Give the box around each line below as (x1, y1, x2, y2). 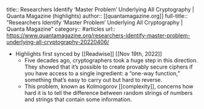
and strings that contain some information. (24, 96, 132, 103)
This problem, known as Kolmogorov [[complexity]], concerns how (24, 83, 194, 90)
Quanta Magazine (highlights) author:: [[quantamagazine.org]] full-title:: (6, 12, 188, 20)
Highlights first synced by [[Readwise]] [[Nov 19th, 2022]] (15, 50, 162, 58)
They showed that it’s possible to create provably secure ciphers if (24, 63, 193, 70)
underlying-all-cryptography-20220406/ (6, 39, 109, 45)
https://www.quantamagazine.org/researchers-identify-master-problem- (6, 32, 190, 39)
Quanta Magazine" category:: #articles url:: (6, 25, 116, 32)
